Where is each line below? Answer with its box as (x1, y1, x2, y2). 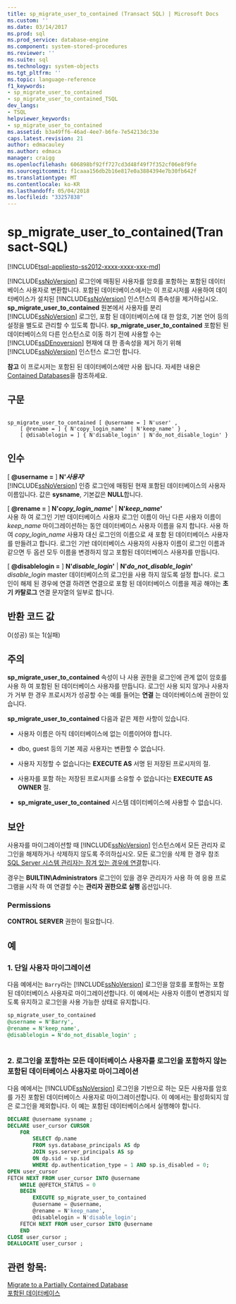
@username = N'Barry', (7, 1018, 74, 1026)
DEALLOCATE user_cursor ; (7, 1240, 83, 1248)
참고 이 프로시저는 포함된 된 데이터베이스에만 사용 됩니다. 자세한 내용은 (7, 362, 201, 371)
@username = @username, (32, 1201, 102, 1208)
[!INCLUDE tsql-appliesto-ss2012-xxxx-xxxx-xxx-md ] (7, 262, 161, 271)
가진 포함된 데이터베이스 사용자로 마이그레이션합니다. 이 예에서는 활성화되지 (14, 1093, 222, 1101)
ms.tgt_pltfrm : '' (7, 69, 61, 76)
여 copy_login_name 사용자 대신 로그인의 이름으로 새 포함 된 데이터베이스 (7, 530, 210, 539)
